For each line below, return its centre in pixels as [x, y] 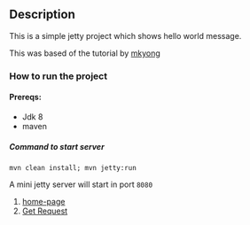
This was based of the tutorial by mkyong [85, 53]
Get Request [45, 211]
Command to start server [57, 146]
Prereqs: [25, 97]
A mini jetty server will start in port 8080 [81, 184]
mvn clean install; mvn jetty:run [73, 167]
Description [42, 15]
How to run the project [59, 76]
